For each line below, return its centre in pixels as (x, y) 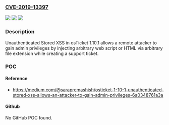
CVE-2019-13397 (27, 7)
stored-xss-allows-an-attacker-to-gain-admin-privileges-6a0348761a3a (88, 95)
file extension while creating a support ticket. (52, 53)
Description (20, 32)
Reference (16, 79)
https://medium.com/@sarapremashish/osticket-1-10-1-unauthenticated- (88, 90)
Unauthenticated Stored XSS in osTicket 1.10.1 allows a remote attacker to (81, 43)
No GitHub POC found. (29, 117)
